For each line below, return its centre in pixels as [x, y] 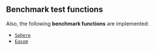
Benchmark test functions [55, 10]
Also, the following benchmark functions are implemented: [77, 23]
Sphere [23, 35]
